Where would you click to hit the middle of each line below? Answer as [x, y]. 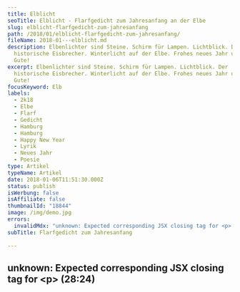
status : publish [31, 186]
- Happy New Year [40, 140]
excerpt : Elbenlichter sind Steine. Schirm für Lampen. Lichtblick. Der [118, 67]
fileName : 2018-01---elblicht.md [57, 41]
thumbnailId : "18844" [40, 206]
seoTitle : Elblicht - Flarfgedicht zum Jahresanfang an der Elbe [106, 21]
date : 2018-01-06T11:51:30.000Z [55, 179]
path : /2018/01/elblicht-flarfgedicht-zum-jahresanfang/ [94, 34]
